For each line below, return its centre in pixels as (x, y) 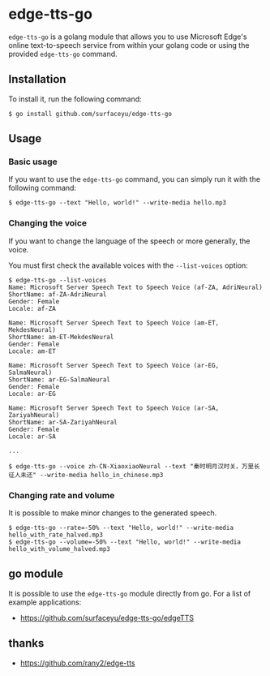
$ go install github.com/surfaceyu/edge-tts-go (90, 114)
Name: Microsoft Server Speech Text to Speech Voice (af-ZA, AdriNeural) (136, 287)
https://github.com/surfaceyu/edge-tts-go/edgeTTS (107, 618)
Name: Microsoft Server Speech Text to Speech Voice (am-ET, (114, 323)
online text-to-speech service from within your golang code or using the (129, 45)
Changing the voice (48, 223)
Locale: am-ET (32, 351)
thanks (26, 643)
